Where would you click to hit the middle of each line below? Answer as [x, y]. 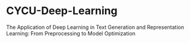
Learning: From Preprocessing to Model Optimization [71, 33]
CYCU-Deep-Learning [62, 11]
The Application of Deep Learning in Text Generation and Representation [95, 27]
